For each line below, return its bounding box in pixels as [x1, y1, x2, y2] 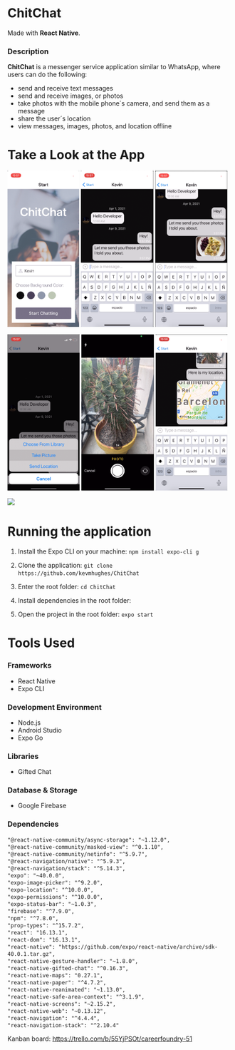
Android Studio [17, 725, 62, 734]
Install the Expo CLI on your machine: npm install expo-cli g [17, 547, 199, 556]
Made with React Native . [7, 29, 80, 37]
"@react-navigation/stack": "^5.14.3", [7, 865, 126, 872]
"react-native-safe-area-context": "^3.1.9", [7, 993, 145, 1000]
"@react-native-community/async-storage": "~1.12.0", [7, 836, 171, 843]
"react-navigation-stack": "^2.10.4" [7, 1021, 120, 1029]
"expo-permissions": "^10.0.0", [7, 893, 103, 900]
